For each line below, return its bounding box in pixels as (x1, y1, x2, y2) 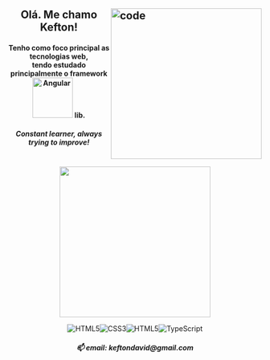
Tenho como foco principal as (8, 43, 110, 52)
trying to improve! (27, 137, 90, 147)
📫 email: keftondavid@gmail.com (76, 342, 194, 352)
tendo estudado (31, 59, 87, 69)
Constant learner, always (15, 129, 103, 138)
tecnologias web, (29, 51, 88, 61)
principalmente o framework (10, 68, 108, 78)
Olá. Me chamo (20, 8, 98, 22)
